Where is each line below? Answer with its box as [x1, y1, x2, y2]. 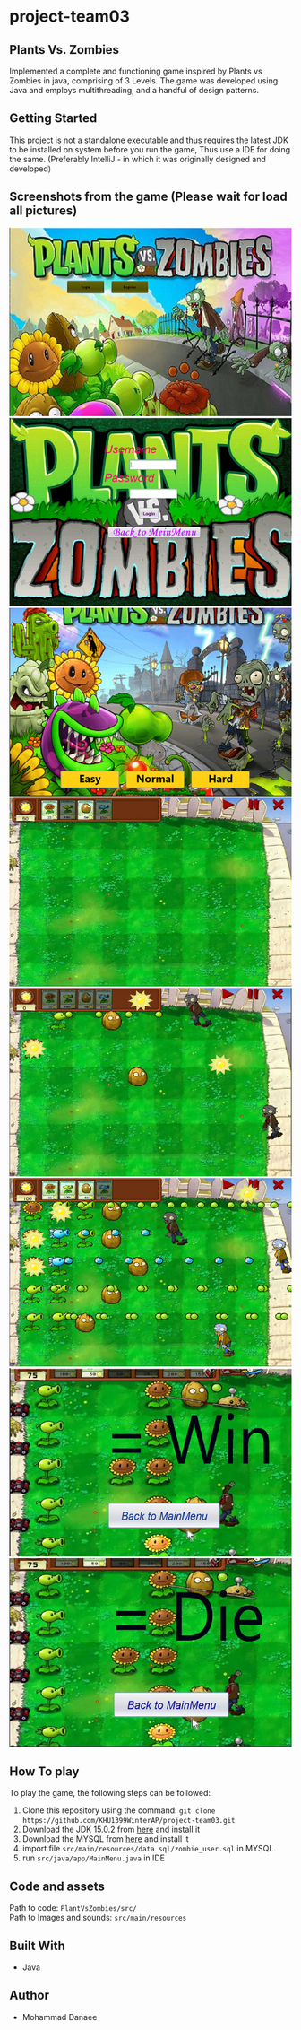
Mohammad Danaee [21, 2011, 98, 2022]
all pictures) [9, 204, 78, 219]
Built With [9, 1938, 65, 1953]
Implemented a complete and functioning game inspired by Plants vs [9, 65, 262, 76]
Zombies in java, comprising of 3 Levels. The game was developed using [9, 75, 279, 86]
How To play [9, 1764, 80, 1780]
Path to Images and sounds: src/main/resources [9, 1912, 187, 1923]
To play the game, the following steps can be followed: [9, 1788, 211, 1799]
